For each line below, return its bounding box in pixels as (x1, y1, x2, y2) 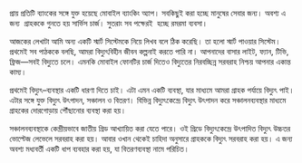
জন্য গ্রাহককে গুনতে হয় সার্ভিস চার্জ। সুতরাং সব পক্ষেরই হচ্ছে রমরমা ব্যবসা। (9, 18, 209, 28)
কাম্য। (9, 67, 27, 77)
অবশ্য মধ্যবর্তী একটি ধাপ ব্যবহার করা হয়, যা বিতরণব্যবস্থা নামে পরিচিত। (9, 144, 190, 154)
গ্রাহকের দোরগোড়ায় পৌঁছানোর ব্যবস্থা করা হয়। (9, 105, 127, 116)
